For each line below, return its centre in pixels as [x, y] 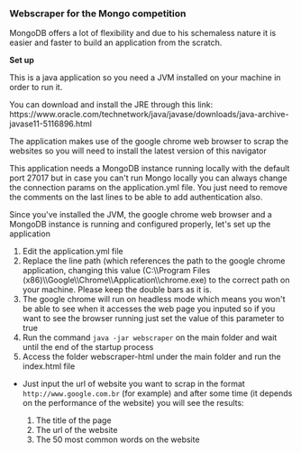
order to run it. [36, 88]
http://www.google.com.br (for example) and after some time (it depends [157, 393]
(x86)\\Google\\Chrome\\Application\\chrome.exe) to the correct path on [156, 280]
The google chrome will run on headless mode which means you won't [154, 300]
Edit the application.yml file [73, 252]
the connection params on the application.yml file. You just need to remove [149, 188]
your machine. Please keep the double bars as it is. [117, 290]
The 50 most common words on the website [118, 439]
